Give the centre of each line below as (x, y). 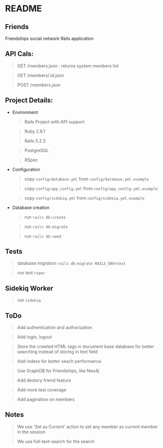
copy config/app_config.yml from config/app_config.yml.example (91, 188)
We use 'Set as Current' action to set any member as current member (87, 426)
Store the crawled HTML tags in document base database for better (86, 347)
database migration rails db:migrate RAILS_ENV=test (71, 263)
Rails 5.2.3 (35, 141)
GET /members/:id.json (41, 75)
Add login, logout (35, 337)
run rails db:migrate (46, 226)
